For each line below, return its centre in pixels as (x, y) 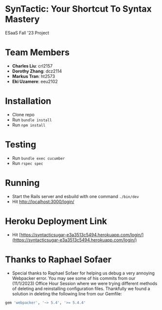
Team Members (37, 53)
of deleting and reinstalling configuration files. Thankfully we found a (81, 289)
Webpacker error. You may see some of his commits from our (74, 278)
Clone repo (23, 114)
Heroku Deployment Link (56, 221)
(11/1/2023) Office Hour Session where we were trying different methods (85, 283)
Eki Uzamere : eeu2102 (35, 81)
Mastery (22, 19)
